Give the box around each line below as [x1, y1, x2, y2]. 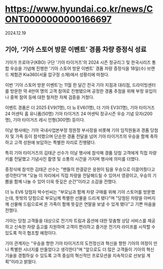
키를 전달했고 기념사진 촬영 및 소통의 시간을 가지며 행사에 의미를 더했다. [5, 156, 140, 162]
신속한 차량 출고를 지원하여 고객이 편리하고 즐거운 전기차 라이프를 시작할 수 [14, 224, 156, 229]
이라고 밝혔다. [11, 258, 37, 265]
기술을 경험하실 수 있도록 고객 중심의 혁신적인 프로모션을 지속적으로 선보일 [5, 252, 145, 258]
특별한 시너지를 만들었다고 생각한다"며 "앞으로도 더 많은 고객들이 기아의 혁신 [10, 246, 155, 252]
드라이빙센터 [132, 82, 156, 88]
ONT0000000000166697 [5, 14, 112, 25]
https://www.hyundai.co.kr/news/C [5, 3, 153, 15]
